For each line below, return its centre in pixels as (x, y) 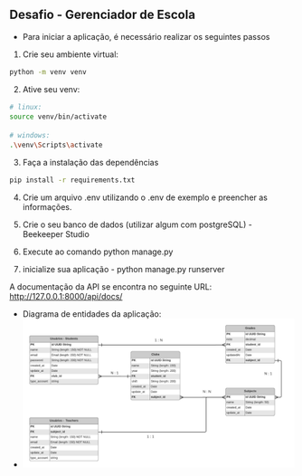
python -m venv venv (48, 71)
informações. (47, 206)
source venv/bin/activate (58, 117)
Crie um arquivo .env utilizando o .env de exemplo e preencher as (145, 197)
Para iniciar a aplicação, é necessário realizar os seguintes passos (146, 36)
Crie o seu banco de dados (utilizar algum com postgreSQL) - (137, 224)
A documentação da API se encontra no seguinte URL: (111, 286)
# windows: (30, 136)
